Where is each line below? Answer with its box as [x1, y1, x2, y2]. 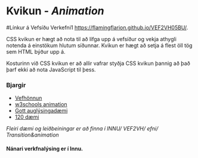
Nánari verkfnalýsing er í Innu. [6, 145, 83, 152]
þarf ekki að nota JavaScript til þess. [6, 66, 97, 73]
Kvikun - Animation [6, 4, 104, 18]
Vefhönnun [14, 94, 42, 102]
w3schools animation [14, 101, 67, 108]
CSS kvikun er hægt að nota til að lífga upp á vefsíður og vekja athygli [6, 35, 177, 42]
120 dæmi [14, 113, 39, 120]
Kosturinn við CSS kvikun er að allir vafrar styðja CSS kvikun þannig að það [6, 60, 191, 67]
